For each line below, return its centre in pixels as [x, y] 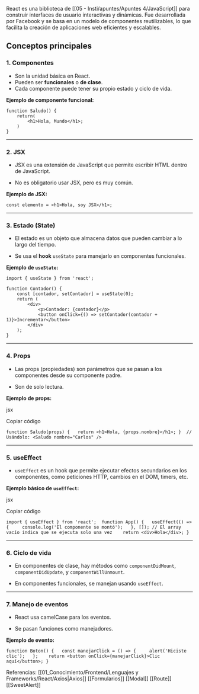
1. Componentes [30, 63]
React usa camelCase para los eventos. [63, 617]
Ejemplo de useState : [32, 268]
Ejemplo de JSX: [27, 194]
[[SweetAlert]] [23, 685]
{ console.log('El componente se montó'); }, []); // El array [94, 527]
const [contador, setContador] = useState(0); [75, 294]
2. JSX [16, 152]
